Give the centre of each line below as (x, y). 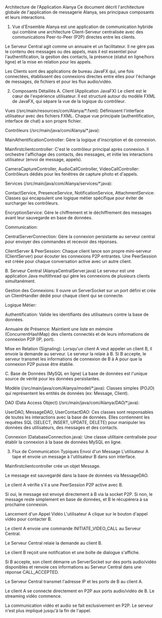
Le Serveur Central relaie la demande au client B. (54, 543)
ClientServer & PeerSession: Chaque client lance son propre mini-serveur (78, 251)
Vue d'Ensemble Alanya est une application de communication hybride (82, 27)
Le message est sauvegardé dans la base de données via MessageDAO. (77, 475)
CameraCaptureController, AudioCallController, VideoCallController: (72, 169)
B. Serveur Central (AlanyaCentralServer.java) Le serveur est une (70, 271)
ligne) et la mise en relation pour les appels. (48, 62)
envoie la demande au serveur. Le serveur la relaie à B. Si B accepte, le (76, 354)
